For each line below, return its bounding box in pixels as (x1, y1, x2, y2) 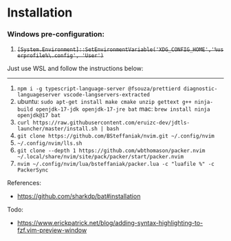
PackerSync (16, 167, 49, 174)
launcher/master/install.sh (16, 125, 98, 132)
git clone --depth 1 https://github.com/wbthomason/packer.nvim (16, 147, 206, 154)
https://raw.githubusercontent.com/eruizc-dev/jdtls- (32, 119, 190, 127)
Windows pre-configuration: (7, 30, 105, 39)
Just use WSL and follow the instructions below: (7, 64, 144, 73)
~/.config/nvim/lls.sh (16, 140, 82, 147)
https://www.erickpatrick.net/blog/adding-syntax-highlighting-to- (16, 219, 203, 227)
